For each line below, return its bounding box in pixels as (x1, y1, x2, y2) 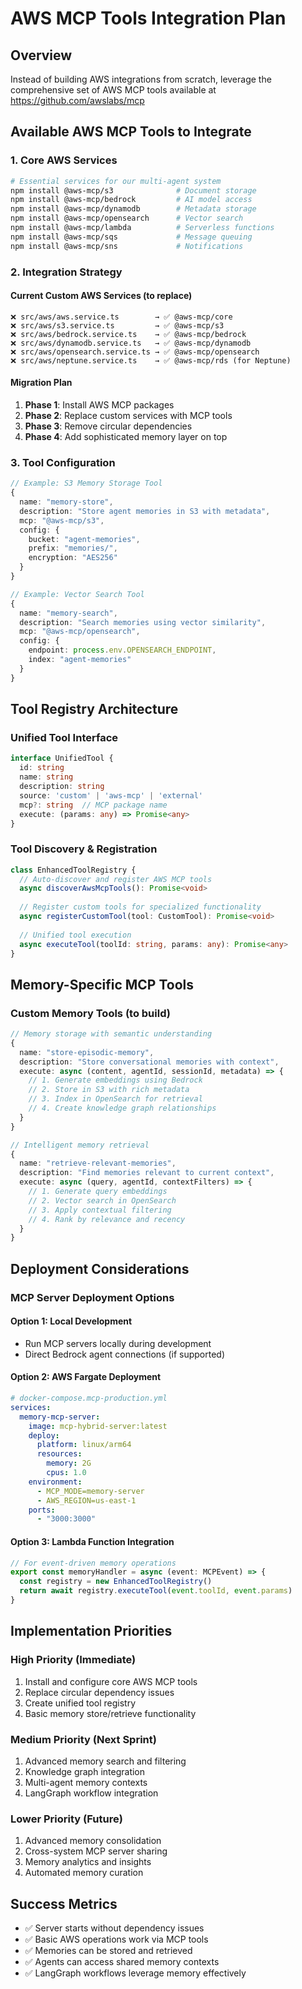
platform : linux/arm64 (36, 1440, 132, 1450)
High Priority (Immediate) (10, 1653, 137, 1667)
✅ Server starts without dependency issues (24, 1922, 205, 1934)
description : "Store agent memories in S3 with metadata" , (19, 506, 271, 516)
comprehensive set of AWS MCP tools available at (10, 84, 217, 96)
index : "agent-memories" (28, 655, 132, 665)
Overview (10, 47, 73, 64)
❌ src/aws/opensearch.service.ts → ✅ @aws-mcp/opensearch (10, 347, 260, 357)
